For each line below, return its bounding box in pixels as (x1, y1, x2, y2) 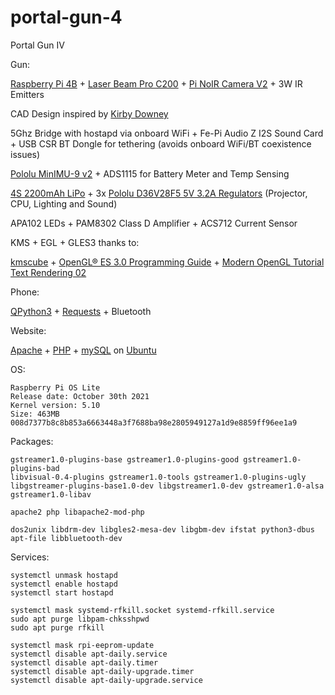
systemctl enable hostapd (10, 579, 118, 589)
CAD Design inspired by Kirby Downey (10, 107, 169, 120)
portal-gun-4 (10, 6, 123, 29)
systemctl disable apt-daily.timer (10, 657, 159, 668)
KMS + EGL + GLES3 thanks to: (10, 236, 140, 248)
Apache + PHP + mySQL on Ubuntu (10, 344, 157, 356)
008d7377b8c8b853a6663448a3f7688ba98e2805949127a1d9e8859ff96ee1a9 (10, 417, 298, 428)
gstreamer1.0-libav (10, 489, 92, 500)
